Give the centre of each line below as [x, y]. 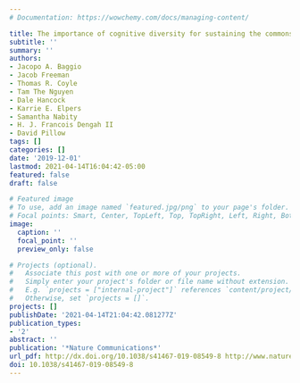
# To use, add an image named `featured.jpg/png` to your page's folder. [150, 208]
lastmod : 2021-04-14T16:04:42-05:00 [77, 166]
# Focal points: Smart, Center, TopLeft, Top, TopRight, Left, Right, [143, 216]
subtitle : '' [33, 42]
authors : [25, 59]
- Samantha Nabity [43, 117]
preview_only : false [55, 249]
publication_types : [46, 323]
